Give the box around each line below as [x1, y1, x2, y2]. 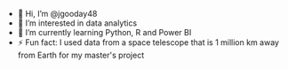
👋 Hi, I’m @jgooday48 [17, 9, 98, 19]
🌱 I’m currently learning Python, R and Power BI [17, 27, 192, 37]
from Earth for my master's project [17, 50, 145, 60]
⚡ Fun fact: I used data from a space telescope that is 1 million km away [17, 37, 280, 48]
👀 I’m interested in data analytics [17, 18, 138, 28]
